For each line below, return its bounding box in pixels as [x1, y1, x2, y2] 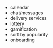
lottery [10, 20, 25, 27]
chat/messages [10, 10, 43, 16]
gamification [10, 26, 37, 32]
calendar [10, 5, 29, 10]
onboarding [10, 37, 35, 43]
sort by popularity [10, 32, 48, 37]
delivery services [10, 15, 47, 21]
